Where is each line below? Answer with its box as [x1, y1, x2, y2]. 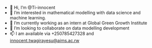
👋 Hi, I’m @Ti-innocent [9, 5, 55, 10]
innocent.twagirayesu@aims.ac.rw [9, 38, 80, 43]
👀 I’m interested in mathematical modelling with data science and [9, 10, 141, 16]
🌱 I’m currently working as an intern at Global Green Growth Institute [9, 20, 148, 26]
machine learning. [9, 15, 46, 20]
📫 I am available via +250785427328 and [9, 31, 94, 36]
